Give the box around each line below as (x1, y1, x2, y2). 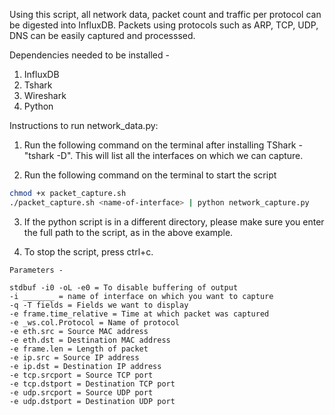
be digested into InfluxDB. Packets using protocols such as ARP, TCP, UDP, (9, 19, 319, 31)
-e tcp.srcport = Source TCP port (9, 370, 154, 380)
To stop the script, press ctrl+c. (23, 245, 154, 258)
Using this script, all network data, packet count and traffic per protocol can (9, 9, 322, 20)
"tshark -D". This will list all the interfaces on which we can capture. (23, 150, 304, 161)
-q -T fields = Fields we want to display (9, 300, 189, 310)
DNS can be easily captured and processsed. (9, 30, 196, 41)
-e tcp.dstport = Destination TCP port (9, 379, 176, 389)
